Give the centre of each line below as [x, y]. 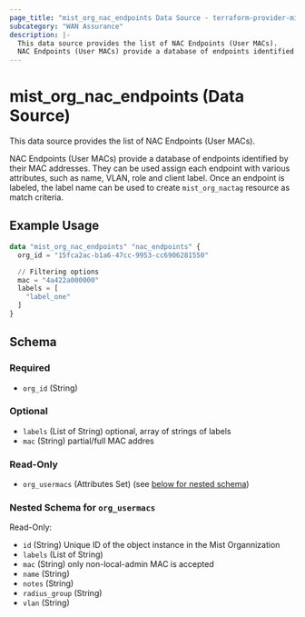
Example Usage [54, 226]
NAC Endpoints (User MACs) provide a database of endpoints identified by [149, 159]
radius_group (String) [62, 593]
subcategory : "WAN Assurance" [67, 26]
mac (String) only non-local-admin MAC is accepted [118, 564]
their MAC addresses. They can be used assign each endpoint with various [150, 168]
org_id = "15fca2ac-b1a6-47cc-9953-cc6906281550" [113, 255]
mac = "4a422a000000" [59, 280]
